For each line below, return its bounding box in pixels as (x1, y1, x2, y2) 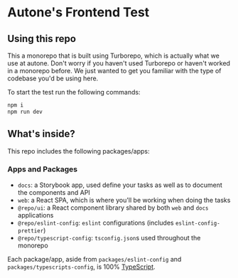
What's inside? (7, 128, 76, 140)
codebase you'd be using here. (7, 74, 99, 82)
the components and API (17, 188, 90, 196)
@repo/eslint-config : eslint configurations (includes (17, 218, 174, 227)
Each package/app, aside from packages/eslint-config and (7, 255, 182, 263)
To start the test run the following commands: (7, 88, 141, 96)
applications (17, 210, 54, 219)
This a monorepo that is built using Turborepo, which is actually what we (7, 51, 220, 60)
